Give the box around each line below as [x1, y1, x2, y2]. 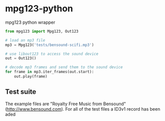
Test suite [5, 87, 36, 96]
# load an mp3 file [5, 38, 46, 42]
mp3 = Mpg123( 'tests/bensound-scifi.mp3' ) [5, 42, 94, 47]
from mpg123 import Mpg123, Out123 [5, 29, 79, 34]
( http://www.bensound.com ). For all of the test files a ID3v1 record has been [5, 106, 161, 112]
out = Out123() [5, 56, 37, 61]
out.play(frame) [14, 74, 48, 79]
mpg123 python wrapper [5, 19, 55, 25]
